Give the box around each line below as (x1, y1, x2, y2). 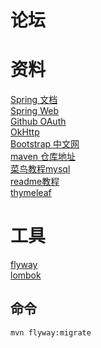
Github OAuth (10, 116, 67, 128)
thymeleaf (10, 187, 52, 199)
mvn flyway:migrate (10, 327, 92, 338)
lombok (10, 269, 42, 281)
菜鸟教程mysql (10, 163, 71, 175)
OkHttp (10, 126, 40, 138)
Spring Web (10, 105, 59, 117)
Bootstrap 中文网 (10, 138, 80, 150)
